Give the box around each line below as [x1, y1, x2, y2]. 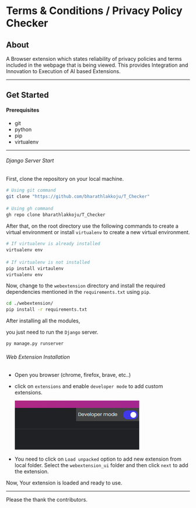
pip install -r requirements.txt [6, 307, 87, 313]
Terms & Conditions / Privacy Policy [6, 4, 183, 18]
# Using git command [6, 187, 57, 193]
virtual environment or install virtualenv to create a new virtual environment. [6, 229, 190, 236]
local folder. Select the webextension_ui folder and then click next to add [14, 462, 188, 469]
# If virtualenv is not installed [6, 259, 90, 265]
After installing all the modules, [6, 317, 80, 324]
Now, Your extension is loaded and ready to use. [6, 479, 123, 486]
